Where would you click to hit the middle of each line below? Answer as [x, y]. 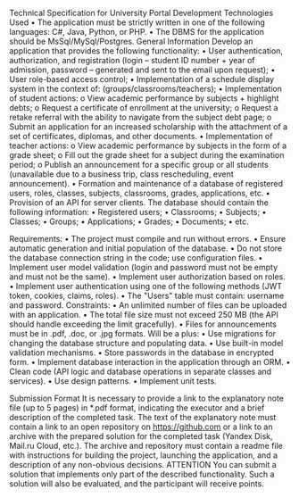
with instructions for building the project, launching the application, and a [144, 455]
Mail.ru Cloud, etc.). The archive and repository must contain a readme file [146, 446]
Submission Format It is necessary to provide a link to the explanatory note [146, 398]
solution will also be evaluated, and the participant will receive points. [137, 484]
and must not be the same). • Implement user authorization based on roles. [147, 277]
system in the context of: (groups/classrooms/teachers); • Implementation [146, 89]
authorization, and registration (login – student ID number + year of [132, 60]
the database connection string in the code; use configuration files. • [136, 257]
